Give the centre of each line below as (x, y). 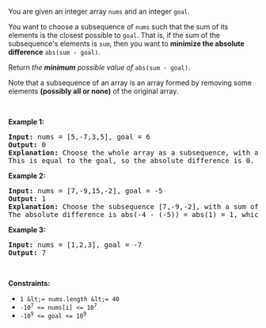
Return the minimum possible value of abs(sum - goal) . (99, 67)
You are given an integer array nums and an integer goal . (99, 11)
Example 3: (27, 230)
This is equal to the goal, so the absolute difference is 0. (131, 160)
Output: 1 (27, 198)
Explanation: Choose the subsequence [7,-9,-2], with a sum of (133, 206)
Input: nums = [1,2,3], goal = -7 (75, 245)
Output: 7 (27, 253)
